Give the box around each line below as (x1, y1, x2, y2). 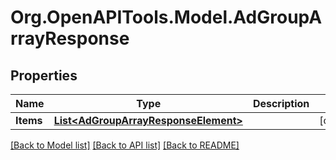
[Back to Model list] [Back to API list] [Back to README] (10, 139, 240, 151)
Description (252, 97, 310, 110)
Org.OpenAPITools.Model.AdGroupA (10, 6, 323, 29)
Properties (10, 67, 78, 84)
